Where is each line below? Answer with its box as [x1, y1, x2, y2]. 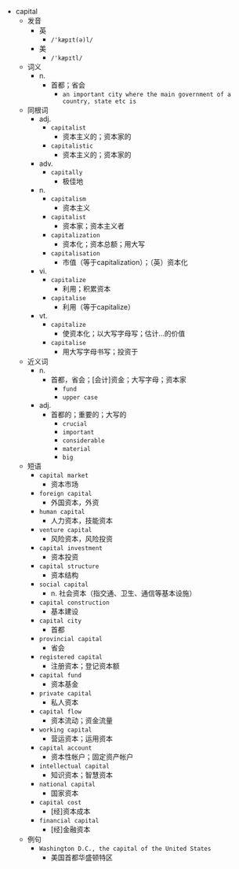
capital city [38, 617, 82, 625]
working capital [38, 726, 92, 734]
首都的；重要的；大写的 [50, 410, 127, 419]
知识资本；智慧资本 [50, 770, 114, 779]
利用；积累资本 [62, 284, 111, 293]
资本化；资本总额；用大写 [62, 240, 145, 248]
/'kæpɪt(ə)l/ [50, 36, 94, 44]
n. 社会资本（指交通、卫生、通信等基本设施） [50, 588, 197, 598]
